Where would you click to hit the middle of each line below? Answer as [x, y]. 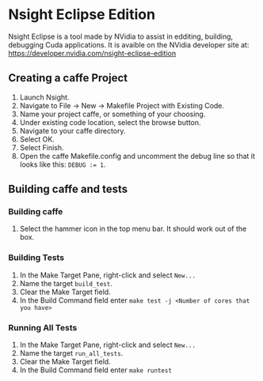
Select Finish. [42, 147]
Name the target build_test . [66, 283]
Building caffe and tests [68, 189]
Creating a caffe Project [68, 78]
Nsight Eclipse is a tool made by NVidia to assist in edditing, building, [121, 36]
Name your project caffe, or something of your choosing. [112, 114]
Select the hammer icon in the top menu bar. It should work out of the [133, 229]
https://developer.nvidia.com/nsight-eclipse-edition [92, 53]
